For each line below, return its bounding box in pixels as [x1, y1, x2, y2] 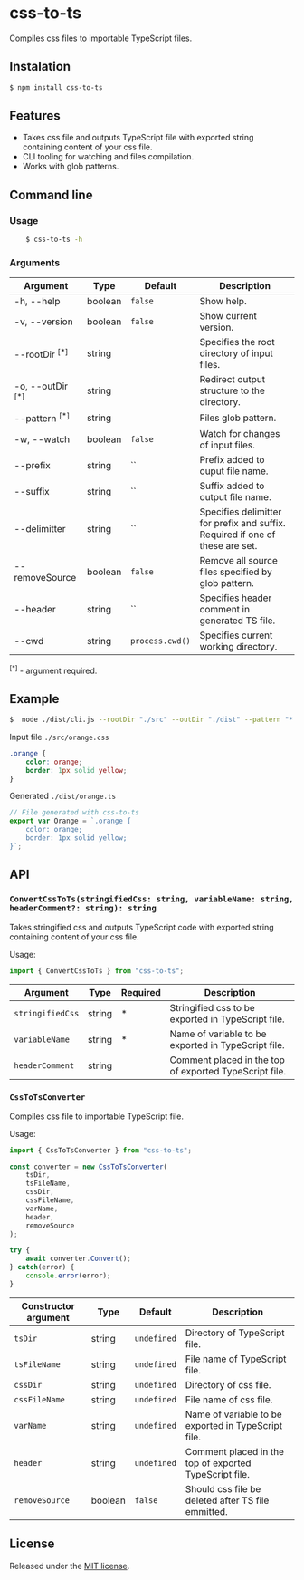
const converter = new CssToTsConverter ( [9, 1162, 168, 1171]
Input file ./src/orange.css [9, 731, 110, 742]
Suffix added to [199, 479, 265, 492]
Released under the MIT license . [9, 1560, 130, 1571]
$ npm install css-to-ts [9, 82, 103, 92]
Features [9, 108, 61, 124]
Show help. [199, 295, 247, 308]
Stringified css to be [169, 1002, 255, 1015]
